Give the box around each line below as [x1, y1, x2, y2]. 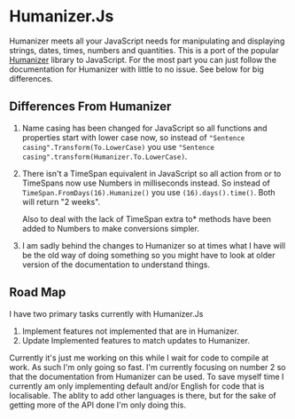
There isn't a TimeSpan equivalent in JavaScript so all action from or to [21, 168, 282, 178]
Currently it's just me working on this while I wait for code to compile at [9, 352, 269, 363]
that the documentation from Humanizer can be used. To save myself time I [9, 371, 284, 382]
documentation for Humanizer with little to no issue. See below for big [9, 64, 264, 75]
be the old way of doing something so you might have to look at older [21, 249, 276, 260]
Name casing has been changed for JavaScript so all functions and [21, 123, 268, 133]
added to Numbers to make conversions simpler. [21, 223, 199, 233]
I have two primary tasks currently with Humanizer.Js [9, 308, 204, 319]
